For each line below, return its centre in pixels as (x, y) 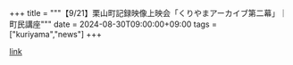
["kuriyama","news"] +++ (56, 34)
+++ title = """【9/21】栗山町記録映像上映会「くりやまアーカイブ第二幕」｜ (148, 13)
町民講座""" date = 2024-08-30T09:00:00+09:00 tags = (113, 24)
